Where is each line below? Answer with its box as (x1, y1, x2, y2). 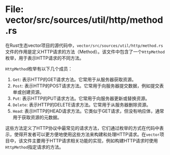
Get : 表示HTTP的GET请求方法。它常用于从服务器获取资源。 (12, 76, 137, 82)
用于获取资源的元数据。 (12, 114, 62, 120)
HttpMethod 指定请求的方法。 (5, 144, 64, 150)
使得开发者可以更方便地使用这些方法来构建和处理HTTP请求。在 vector (14, 131, 160, 137)
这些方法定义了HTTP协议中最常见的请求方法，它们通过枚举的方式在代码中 (5, 125, 160, 131)
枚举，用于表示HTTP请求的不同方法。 (5, 55, 84, 61)
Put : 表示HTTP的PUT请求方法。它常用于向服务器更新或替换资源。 (12, 95, 150, 101)
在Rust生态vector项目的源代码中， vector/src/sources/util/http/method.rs (5, 42, 163, 48)
